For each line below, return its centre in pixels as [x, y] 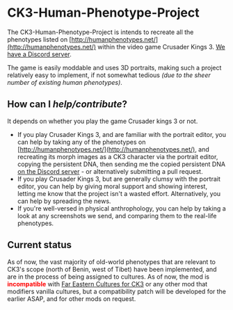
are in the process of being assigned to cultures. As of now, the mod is [109, 277]
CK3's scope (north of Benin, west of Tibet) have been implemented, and [112, 269]
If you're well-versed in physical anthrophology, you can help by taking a [121, 208]
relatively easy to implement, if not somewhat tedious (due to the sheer [109, 75]
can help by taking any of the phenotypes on [81, 142]
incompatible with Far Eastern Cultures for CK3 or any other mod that [107, 284]
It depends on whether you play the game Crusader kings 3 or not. [103, 121]
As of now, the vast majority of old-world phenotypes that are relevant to [111, 261]
